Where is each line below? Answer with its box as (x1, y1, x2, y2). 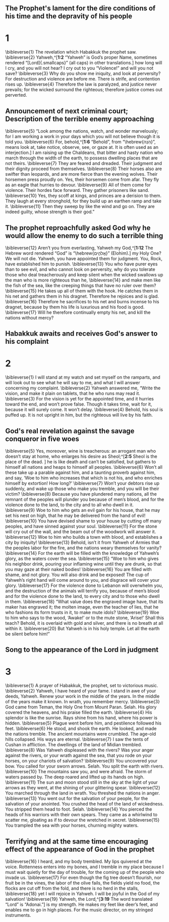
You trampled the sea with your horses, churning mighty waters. (5, 822, 139, 828)
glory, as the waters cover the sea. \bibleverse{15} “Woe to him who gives (5, 555, 159, 562)
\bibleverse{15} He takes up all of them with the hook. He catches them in (5, 288, 158, 294)
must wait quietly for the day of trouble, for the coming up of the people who (5, 869, 164, 875)
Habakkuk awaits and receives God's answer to (5, 329, 158, 338)
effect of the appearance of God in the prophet (5, 845, 155, 854)
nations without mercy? (5, 314, 54, 320)
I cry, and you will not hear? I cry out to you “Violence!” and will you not (5, 65, 154, 71)
